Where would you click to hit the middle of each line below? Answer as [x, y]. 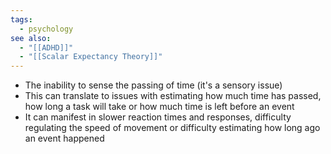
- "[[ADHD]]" [46, 47]
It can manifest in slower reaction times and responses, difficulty [158, 117]
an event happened [64, 138]
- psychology [46, 29]
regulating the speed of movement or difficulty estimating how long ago [172, 128]
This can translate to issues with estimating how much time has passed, [173, 96]
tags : [21, 19]
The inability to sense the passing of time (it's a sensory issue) [153, 85]
